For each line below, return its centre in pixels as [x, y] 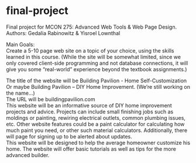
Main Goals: [20, 44]
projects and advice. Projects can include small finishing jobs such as [90, 112]
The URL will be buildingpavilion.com [51, 99]
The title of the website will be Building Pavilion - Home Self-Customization [97, 81]
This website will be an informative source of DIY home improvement [89, 105]
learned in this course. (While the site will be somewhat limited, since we [94, 57]
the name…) [20, 93]
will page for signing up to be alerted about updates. [69, 136]
